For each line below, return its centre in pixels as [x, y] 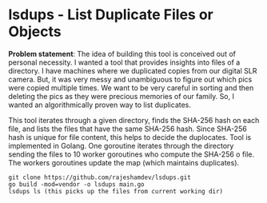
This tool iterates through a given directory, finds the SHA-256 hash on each [134, 120]
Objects [35, 32]
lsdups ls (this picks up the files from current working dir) [116, 191]
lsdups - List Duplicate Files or [111, 15]
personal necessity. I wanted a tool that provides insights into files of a [124, 62]
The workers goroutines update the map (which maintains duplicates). [124, 162]
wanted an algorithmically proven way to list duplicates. [100, 105]
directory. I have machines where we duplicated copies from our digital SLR [133, 70]
